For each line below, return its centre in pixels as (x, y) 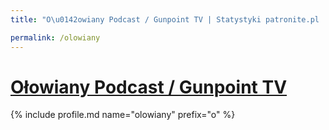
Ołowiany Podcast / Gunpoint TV (149, 87)
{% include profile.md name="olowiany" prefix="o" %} (123, 115)
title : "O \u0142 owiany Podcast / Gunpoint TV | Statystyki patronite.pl (165, 19)
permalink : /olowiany (55, 37)
